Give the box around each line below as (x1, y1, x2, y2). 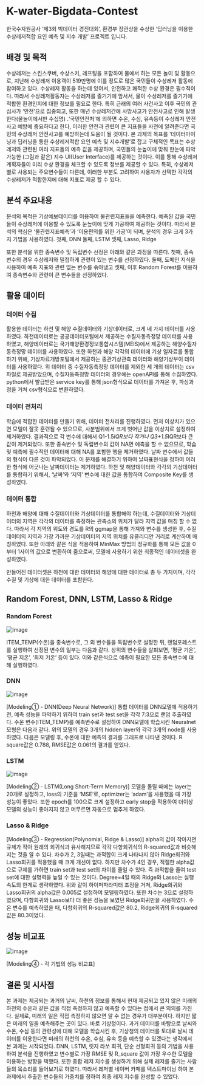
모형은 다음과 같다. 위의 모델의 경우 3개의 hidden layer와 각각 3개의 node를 (6, 726, 186, 733)
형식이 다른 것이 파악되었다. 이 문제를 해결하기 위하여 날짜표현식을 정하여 (12, 456, 185, 463)
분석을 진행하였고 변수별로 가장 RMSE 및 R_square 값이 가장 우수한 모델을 (17, 1050, 193, 1057)
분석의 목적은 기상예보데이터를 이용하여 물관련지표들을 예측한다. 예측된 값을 (6, 213, 185, 220)
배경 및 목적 (6, 52, 47, 63)
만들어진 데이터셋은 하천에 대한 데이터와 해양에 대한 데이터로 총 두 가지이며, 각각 (6, 568, 196, 575)
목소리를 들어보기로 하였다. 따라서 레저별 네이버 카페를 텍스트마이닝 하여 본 (17, 1065, 194, 1073)
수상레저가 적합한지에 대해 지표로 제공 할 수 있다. (6, 176, 121, 183)
